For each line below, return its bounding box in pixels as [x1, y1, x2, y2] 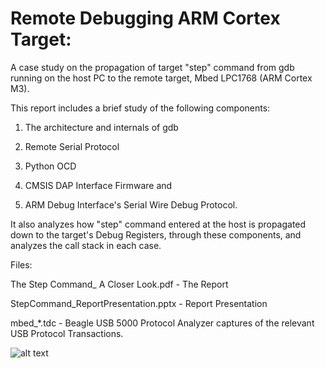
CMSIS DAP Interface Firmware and [24, 179, 173, 191]
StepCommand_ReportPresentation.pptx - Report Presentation [10, 297, 268, 309]
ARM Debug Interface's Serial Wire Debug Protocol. [24, 198, 238, 211]
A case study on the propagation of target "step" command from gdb [10, 61, 295, 73]
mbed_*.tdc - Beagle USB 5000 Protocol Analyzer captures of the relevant [10, 317, 315, 329]
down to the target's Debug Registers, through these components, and [10, 228, 302, 241]
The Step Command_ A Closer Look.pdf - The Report [10, 278, 229, 290]
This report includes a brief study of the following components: [10, 102, 271, 114]
